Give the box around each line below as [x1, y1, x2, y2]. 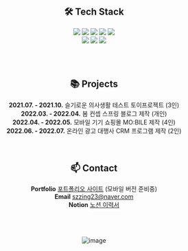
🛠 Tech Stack [64, 6, 124, 18]
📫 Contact [70, 162, 118, 174]
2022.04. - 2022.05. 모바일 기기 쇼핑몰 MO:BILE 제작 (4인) [12, 118, 176, 126]
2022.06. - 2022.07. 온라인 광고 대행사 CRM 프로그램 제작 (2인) [6, 127, 182, 135]
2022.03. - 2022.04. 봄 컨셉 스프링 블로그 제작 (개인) [21, 109, 167, 118]
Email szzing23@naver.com [54, 193, 134, 201]
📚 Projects [70, 78, 118, 90]
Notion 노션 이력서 [69, 201, 119, 209]
